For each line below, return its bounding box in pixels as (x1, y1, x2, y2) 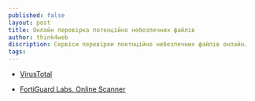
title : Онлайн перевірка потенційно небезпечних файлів (8, 26, 195, 34)
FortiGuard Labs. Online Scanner (19, 85, 126, 94)
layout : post (8, 19, 51, 27)
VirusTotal (19, 70, 53, 78)
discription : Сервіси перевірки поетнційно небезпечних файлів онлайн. (8, 41, 248, 49)
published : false (8, 11, 65, 20)
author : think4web (8, 33, 68, 41)
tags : (8, 48, 26, 56)
